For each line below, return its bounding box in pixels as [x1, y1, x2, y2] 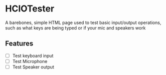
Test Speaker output [12, 63, 54, 70]
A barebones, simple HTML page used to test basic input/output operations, [5, 19, 162, 25]
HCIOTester [5, 3, 55, 14]
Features [5, 39, 33, 48]
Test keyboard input [12, 52, 54, 58]
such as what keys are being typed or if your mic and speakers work [5, 24, 146, 30]
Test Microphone [12, 58, 47, 64]
